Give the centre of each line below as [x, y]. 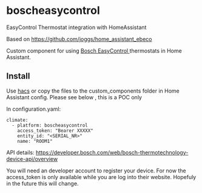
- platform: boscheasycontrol [50, 125]
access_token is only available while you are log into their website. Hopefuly [101, 177]
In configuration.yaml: [34, 109]
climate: [17, 120]
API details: [20, 152]
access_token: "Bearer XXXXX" [56, 131]
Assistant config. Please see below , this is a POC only [74, 97]
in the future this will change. [42, 183]
